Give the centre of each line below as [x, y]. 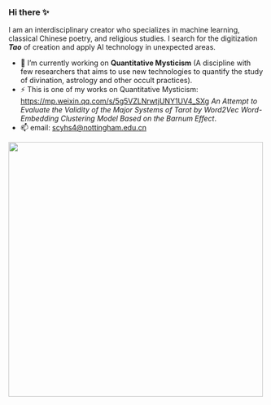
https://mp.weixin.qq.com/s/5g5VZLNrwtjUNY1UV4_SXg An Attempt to [139, 101]
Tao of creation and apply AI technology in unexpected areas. [112, 47]
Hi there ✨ [29, 12]
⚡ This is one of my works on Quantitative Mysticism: [109, 90]
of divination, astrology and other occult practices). [106, 81]
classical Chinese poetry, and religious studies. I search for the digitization [133, 38]
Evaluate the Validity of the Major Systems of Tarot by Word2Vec [129, 110]
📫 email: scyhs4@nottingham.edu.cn [83, 128]
